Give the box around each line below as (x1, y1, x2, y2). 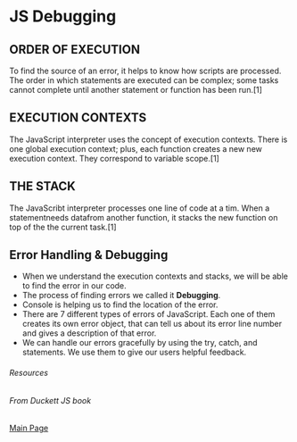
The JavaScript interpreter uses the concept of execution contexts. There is (9, 134, 288, 145)
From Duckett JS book (9, 395, 92, 405)
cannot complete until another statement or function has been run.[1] (9, 85, 263, 95)
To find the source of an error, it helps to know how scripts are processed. (9, 65, 282, 76)
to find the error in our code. (21, 280, 127, 291)
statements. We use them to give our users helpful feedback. (21, 346, 247, 358)
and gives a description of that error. (21, 328, 157, 338)
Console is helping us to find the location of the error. (21, 299, 219, 310)
